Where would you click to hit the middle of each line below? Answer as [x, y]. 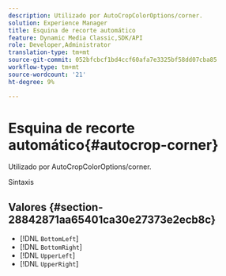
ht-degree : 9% [32, 82]
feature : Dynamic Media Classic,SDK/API [76, 38]
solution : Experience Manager [58, 23]
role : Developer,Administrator [60, 45]
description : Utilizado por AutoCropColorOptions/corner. [105, 15]
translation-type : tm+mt [49, 52]
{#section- [76, 207]
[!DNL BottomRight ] [51, 247]
